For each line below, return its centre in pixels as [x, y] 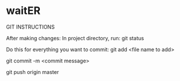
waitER [23, 11]
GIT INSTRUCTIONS [30, 27]
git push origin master [33, 72]
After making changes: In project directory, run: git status [75, 38]
